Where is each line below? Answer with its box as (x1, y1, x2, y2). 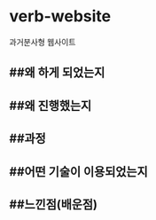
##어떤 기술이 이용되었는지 (9, 164, 148, 179)
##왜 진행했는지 (9, 98, 92, 113)
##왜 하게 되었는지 (9, 65, 105, 81)
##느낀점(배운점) (9, 197, 98, 212)
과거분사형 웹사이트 (9, 36, 76, 47)
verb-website (9, 6, 112, 27)
